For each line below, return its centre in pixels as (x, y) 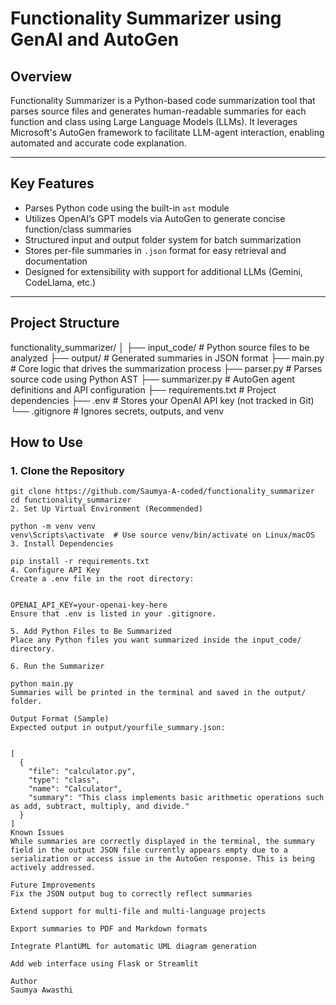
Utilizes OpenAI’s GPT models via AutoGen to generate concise (155, 218)
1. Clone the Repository (67, 470)
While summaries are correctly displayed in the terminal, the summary (162, 842)
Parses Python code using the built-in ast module (127, 208)
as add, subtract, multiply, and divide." (100, 807)
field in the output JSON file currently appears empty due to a (149, 850)
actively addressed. (53, 868)
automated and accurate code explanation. (98, 143)
